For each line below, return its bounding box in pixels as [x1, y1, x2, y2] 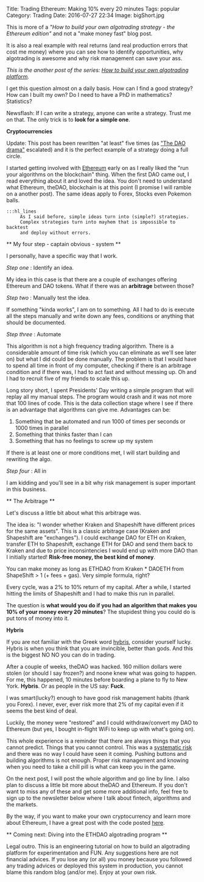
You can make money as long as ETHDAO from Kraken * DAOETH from [6, 565, 184, 572]
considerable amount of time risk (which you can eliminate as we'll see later [6, 349, 197, 356]
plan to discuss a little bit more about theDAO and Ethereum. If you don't [6, 781, 188, 788]
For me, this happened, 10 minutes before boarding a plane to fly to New [6, 676, 188, 683]
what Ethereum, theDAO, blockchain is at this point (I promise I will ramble [6, 184, 192, 191]
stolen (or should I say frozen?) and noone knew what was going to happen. [6, 669, 197, 677]
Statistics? [6, 97, 32, 105]
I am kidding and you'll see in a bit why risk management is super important [6, 479, 196, 486]
